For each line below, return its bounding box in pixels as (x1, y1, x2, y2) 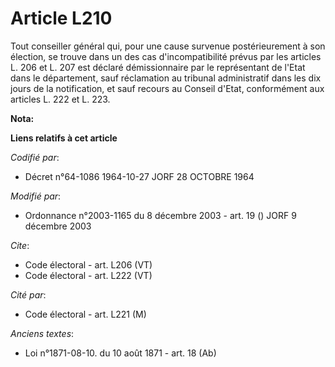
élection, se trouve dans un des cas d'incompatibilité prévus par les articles (10, 50, 322, 62)
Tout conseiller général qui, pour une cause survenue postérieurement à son (10, 40, 326, 52)
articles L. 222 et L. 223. (10, 93, 111, 105)
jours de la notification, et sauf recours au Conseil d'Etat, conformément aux (10, 82, 325, 94)
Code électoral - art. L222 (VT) (24, 269, 153, 281)
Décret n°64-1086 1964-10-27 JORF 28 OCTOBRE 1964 (24, 170, 255, 182)
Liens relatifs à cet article (10, 132, 118, 144)
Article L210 (10, 7, 113, 30)
